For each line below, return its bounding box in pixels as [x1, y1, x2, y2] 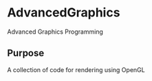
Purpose [7, 47, 45, 59]
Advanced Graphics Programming [7, 27, 103, 36]
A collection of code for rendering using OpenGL [7, 65, 146, 73]
